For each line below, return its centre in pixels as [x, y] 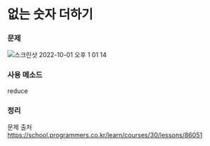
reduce [18, 91]
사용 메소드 [25, 75]
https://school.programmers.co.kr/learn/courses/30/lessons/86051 [105, 135]
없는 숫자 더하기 [50, 14]
